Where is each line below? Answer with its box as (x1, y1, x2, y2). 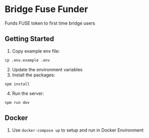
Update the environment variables (12, 66, 83, 72)
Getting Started (5, 35, 54, 43)
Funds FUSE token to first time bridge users (5, 20, 95, 26)
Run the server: (12, 90, 44, 96)
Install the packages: (12, 72, 55, 78)
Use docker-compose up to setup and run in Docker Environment (12, 127, 144, 133)
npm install (5, 81, 30, 86)
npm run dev (5, 100, 30, 105)
